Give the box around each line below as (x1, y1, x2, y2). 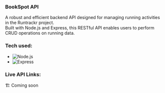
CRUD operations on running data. (5, 30, 75, 36)
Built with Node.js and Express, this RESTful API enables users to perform (5, 25, 155, 31)
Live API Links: (5, 71, 41, 78)
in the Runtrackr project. (5, 20, 54, 25)
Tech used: (5, 43, 33, 49)
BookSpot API (5, 3, 39, 10)
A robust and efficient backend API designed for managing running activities (5, 15, 160, 21)
